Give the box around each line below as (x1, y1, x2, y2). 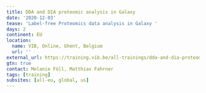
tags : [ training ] (6, 72, 51, 78)
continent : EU (6, 32, 43, 38)
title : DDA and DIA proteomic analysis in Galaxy (6, 9, 136, 15)
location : (6, 37, 32, 43)
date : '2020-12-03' (6, 15, 56, 21)
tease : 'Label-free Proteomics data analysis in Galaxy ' (6, 20, 158, 26)
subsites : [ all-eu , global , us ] (6, 77, 89, 83)
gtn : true (6, 60, 32, 66)
